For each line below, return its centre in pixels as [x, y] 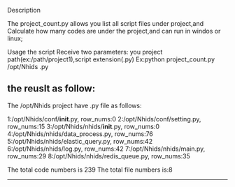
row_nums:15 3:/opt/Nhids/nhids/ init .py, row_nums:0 [83, 126]
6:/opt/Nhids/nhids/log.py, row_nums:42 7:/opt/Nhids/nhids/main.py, [106, 149]
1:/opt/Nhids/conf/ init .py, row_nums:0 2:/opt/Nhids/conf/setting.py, [104, 119]
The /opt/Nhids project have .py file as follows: [74, 105]
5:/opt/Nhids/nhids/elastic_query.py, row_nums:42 [80, 141]
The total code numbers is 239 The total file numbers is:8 [90, 170]
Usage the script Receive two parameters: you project [85, 52]
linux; [15, 38]
